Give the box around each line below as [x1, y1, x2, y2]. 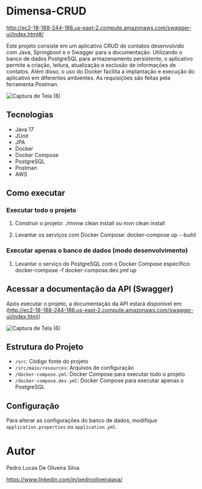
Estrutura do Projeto [6, 341, 84, 352]
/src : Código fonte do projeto [14, 358, 89, 365]
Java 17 [14, 125, 34, 133]
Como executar [6, 188, 65, 198]
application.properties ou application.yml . [6, 423, 118, 431]
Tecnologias [6, 110, 54, 120]
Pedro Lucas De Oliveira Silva [6, 464, 80, 472]
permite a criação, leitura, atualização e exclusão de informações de [6, 61, 176, 69]
